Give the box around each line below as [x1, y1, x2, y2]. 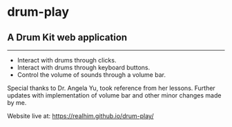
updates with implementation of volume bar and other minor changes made [7, 91, 222, 100]
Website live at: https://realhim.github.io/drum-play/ [7, 112, 154, 120]
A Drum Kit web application [7, 32, 128, 43]
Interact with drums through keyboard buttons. [17, 63, 151, 71]
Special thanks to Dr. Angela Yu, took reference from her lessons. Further [7, 84, 215, 92]
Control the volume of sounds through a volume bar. [17, 71, 166, 79]
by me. [7, 99, 27, 106]
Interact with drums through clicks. [17, 56, 117, 64]
